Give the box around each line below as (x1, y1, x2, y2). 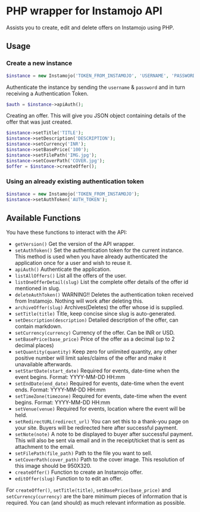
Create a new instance (6, 59, 73, 67)
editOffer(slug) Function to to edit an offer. (14, 475, 123, 482)
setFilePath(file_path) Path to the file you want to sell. (14, 449, 153, 457)
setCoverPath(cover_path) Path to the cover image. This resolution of (14, 456, 185, 463)
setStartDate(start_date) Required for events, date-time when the (14, 367, 180, 374)
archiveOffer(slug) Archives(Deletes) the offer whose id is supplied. (14, 304, 184, 311)
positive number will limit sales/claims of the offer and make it (14, 354, 167, 362)
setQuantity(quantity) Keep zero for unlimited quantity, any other (14, 348, 177, 356)
